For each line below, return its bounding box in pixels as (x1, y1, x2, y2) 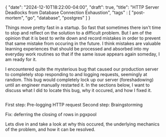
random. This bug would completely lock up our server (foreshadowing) (5, 77, 154, 82)
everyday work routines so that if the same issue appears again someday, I (5, 51, 160, 57)
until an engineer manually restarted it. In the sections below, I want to (5, 82, 150, 88)
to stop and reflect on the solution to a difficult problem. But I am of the (5, 30, 152, 35)
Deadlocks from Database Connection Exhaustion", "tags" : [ (5, 9, 131, 15)
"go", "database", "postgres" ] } (25, 15, 91, 20)
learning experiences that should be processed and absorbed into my (5, 46, 149, 51)
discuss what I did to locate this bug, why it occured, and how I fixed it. (5, 87, 152, 93)
